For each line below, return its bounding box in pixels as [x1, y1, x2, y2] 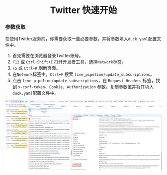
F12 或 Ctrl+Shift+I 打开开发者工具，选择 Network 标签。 [12, 59, 127, 65]
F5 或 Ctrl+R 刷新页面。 [12, 65, 61, 71]
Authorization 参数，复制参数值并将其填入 [67, 84, 154, 90]
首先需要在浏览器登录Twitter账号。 [12, 53, 83, 59]
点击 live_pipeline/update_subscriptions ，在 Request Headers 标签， [12, 78, 156, 84]
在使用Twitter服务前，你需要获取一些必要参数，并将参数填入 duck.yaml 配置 [5, 36, 157, 42]
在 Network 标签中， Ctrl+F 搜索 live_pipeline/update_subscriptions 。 [12, 71, 155, 77]
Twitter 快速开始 [50, 4, 117, 16]
